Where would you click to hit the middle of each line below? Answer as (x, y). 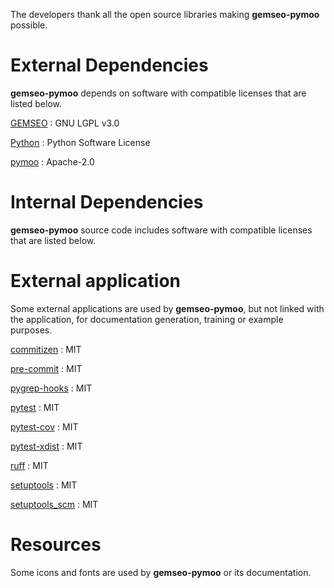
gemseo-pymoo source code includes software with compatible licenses (161, 230)
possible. (29, 25)
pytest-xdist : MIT (46, 446)
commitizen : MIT (46, 349)
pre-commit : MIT (46, 368)
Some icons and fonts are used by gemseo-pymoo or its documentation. (161, 572)
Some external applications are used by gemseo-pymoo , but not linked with (167, 308)
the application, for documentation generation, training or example (147, 319)
